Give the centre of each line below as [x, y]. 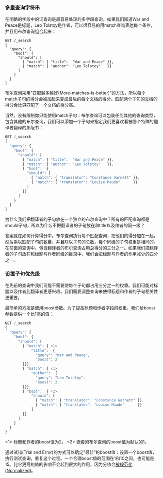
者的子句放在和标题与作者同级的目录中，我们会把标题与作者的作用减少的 [77, 254]
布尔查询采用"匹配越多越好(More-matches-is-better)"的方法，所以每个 [75, 93]
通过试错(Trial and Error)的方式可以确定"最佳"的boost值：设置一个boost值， [81, 452]
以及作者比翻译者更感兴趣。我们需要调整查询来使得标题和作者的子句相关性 [83, 291]
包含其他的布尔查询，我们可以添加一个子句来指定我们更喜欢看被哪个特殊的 [79, 122]
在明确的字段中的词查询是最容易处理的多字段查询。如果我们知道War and [77, 19]
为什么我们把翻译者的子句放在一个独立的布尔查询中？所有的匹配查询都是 [77, 219]
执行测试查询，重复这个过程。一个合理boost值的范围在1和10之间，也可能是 [80, 459]
